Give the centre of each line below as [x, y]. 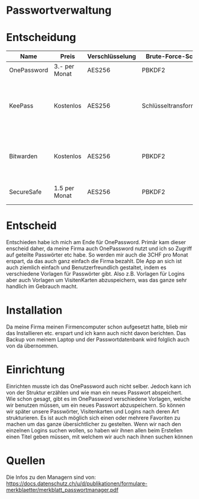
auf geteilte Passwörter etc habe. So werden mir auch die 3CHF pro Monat [97, 255]
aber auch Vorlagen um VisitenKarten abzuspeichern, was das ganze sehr [97, 280]
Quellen [26, 461]
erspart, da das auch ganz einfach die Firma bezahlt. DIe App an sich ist [94, 261]
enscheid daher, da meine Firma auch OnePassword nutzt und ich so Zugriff [99, 249]
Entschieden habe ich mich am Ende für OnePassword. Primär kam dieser [96, 242]
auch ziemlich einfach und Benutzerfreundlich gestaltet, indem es [86, 267]
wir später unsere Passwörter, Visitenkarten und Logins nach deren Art [93, 411]
